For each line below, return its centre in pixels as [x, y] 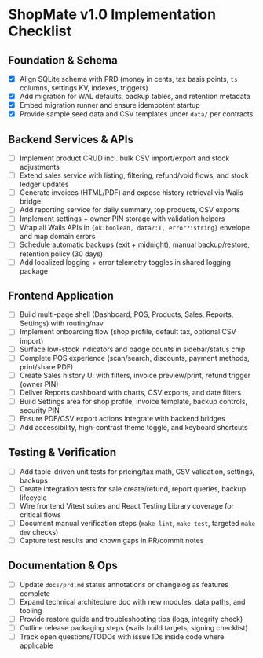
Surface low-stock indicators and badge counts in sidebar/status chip [132, 349]
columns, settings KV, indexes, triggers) [84, 88]
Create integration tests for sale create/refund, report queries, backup [133, 488]
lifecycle [33, 498]
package [34, 271]
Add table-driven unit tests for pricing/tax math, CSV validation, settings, [137, 471]
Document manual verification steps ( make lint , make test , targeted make [137, 523]
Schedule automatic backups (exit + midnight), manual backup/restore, [134, 244]
